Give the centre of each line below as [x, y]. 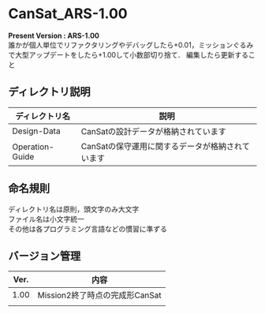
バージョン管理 [45, 256]
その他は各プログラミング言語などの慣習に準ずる [88, 229]
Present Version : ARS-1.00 [54, 36]
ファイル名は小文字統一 [46, 219]
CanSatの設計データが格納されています [153, 131]
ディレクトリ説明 [49, 92]
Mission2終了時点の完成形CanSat [99, 295]
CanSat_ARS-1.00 [68, 14]
